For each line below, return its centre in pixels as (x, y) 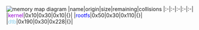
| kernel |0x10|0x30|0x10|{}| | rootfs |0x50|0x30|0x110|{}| (74, 15)
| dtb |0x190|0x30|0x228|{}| (40, 21)
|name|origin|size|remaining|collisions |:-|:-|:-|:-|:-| (131, 9)
